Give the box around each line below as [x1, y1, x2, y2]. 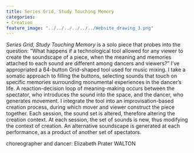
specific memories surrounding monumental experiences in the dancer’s [6, 79, 182, 86]
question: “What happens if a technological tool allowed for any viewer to [6, 48, 183, 55]
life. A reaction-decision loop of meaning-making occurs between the [6, 85, 175, 92]
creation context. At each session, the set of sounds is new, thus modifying [6, 116, 188, 124]
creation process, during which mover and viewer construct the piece [6, 104, 175, 111]
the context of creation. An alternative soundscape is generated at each [6, 122, 180, 129]
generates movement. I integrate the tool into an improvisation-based [6, 98, 174, 105]
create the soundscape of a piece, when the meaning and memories [6, 54, 172, 61]
